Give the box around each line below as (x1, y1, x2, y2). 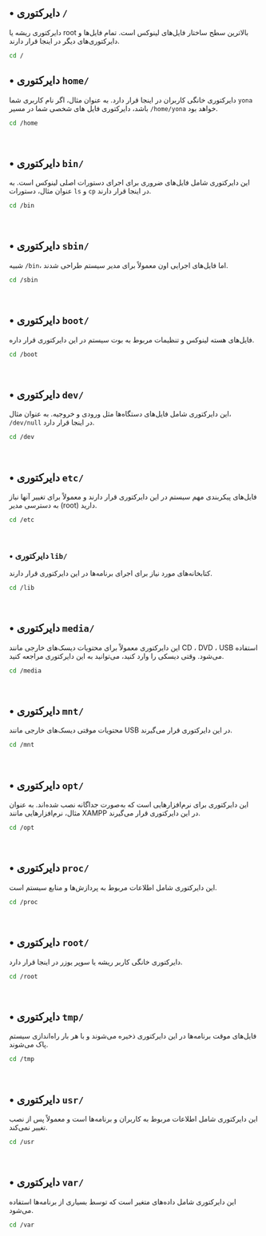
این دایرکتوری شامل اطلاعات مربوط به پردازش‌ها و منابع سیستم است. (9, 883, 218, 892)
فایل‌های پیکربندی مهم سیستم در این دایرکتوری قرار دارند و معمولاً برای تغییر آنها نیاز (9, 492, 257, 501)
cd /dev (9, 433, 35, 441)
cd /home (9, 119, 38, 127)
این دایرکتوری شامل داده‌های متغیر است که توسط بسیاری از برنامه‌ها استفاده (9, 1197, 236, 1206)
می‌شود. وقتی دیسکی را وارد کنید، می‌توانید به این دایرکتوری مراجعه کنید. (9, 651, 224, 660)
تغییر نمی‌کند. (9, 1122, 48, 1132)
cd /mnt (9, 741, 35, 749)
